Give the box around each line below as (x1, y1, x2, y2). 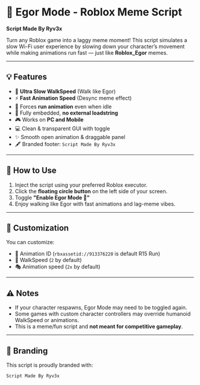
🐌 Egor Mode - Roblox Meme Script (6, 5, 183, 19)
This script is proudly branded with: (6, 362, 93, 368)
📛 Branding (6, 346, 48, 356)
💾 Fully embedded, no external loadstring (14, 109, 118, 116)
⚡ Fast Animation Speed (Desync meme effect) (14, 94, 132, 102)
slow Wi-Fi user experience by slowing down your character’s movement (6, 43, 185, 50)
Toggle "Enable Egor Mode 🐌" (14, 194, 90, 201)
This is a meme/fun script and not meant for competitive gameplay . (14, 323, 183, 330)
